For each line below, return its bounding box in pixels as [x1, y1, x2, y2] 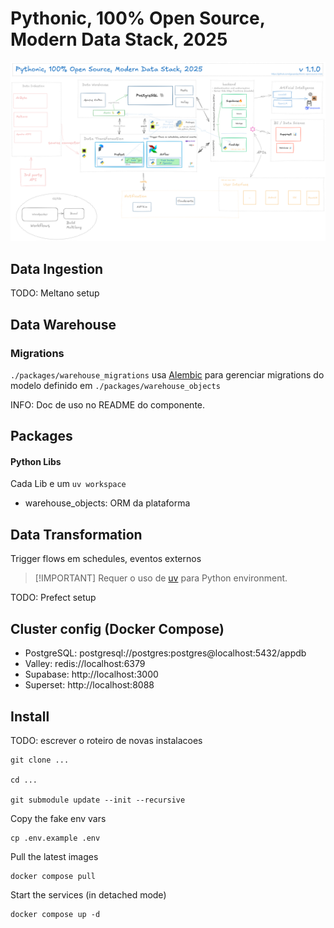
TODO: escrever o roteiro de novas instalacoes [10, 734, 203, 746]
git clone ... [10, 755, 70, 765]
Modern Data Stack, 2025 [10, 28, 228, 51]
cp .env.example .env [10, 833, 101, 843]
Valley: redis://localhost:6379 [24, 658, 146, 670]
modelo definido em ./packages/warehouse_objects [10, 379, 221, 391]
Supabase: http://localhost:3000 [24, 668, 159, 681]
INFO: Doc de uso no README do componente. [10, 398, 206, 411]
